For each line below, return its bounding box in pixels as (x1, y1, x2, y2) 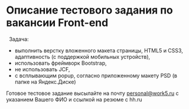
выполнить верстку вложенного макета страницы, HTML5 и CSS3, (14, 47, 183, 54)
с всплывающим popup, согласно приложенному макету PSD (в (14, 72, 177, 79)
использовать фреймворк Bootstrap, (14, 60, 107, 67)
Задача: (8, 35, 29, 42)
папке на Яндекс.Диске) (14, 78, 76, 85)
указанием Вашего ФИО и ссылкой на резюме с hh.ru (6, 95, 143, 103)
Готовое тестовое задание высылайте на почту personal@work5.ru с (6, 90, 179, 97)
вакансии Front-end (6, 16, 109, 29)
